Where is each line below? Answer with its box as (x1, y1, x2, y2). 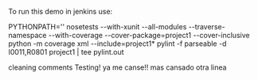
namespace (8, 31, 47, 40)
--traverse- (188, 22, 225, 31)
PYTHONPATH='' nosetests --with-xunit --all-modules (8, 22, 187, 31)
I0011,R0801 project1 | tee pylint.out (8, 48, 125, 56)
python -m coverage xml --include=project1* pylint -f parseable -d (8, 39, 227, 48)
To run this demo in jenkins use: (8, 7, 113, 16)
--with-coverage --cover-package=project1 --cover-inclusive (48, 31, 250, 40)
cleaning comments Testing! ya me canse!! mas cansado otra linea (8, 63, 227, 72)
